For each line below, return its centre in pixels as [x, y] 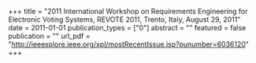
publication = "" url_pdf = [49, 36]
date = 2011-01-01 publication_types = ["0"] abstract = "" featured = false [127, 28]
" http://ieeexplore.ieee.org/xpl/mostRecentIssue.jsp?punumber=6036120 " [129, 44]
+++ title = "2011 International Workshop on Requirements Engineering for [128, 11]
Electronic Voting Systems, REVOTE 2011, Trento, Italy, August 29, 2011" [124, 19]
